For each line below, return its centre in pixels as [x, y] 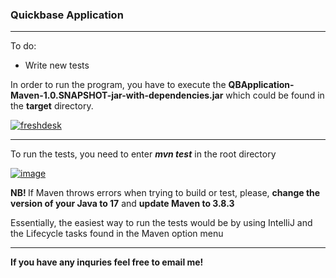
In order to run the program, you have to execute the [118, 85]
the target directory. [52, 106]
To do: [23, 46]
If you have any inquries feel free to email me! [107, 262]
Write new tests [57, 65]
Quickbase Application [67, 15]
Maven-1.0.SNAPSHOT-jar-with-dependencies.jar [117, 95]
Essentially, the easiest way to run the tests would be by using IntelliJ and [161, 223]
